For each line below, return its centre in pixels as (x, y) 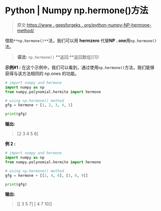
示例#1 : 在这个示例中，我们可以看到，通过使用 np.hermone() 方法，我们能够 (80, 67)
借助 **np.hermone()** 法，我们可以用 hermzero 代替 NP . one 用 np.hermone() (81, 41)
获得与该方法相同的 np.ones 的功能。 (42, 73)
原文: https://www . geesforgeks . (50, 25)
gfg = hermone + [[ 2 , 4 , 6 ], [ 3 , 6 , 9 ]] (47, 175)
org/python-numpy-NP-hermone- (118, 25)
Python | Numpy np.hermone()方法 (77, 11)
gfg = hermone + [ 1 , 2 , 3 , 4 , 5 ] (39, 105)
